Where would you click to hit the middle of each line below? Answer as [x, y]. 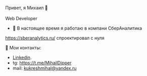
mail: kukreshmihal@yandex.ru [44, 68]
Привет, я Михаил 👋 [27, 8]
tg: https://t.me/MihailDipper [42, 63]
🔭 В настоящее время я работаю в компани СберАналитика [77, 28]
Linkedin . [22, 57]
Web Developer [21, 18]
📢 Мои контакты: [23, 48]
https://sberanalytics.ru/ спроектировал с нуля [55, 38]
